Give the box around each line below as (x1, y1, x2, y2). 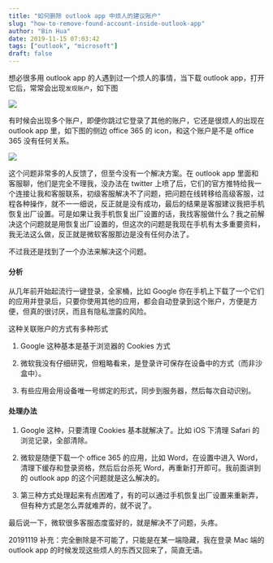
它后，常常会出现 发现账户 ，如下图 (8, 83, 119, 93)
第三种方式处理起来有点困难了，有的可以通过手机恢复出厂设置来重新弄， (19, 491, 262, 500)
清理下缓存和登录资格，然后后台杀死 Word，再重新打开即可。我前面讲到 (19, 463, 262, 473)
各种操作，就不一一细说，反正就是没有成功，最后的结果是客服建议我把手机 (15, 199, 265, 208)
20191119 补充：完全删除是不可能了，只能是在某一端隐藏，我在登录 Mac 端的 (8, 535, 265, 545)
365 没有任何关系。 (8, 136, 74, 145)
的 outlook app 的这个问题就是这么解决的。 (19, 473, 164, 483)
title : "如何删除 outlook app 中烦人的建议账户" (8, 11, 162, 20)
